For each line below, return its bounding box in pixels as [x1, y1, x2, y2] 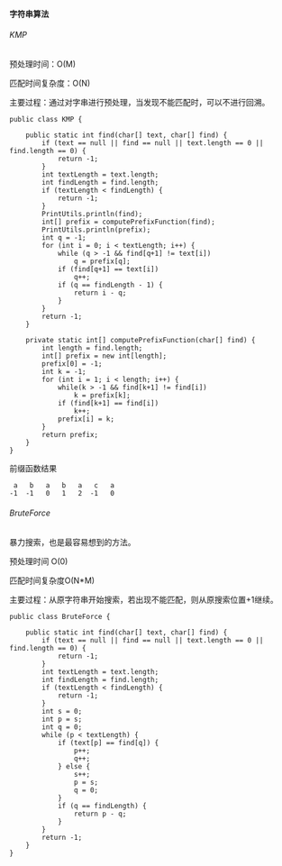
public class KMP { [9, 114, 83, 123]
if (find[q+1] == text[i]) [57, 264, 159, 274]
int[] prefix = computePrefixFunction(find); [41, 217, 216, 226]
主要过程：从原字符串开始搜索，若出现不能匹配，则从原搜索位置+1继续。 [9, 595, 278, 605]
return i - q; [73, 288, 127, 297]
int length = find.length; [41, 343, 143, 352]
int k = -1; [41, 367, 87, 376]
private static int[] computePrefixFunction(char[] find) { [25, 335, 256, 344]
